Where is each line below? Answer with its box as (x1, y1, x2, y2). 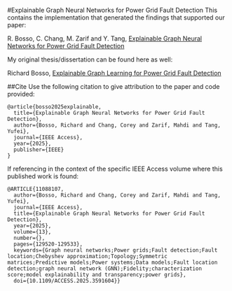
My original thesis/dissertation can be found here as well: (7, 55, 173, 64)
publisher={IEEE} (13, 146, 64, 153)
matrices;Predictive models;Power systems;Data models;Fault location (7, 259, 218, 266)
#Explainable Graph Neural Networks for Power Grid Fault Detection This (7, 6, 218, 14)
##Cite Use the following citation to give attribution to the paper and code (7, 83, 220, 90)
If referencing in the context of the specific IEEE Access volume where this (7, 164, 223, 173)
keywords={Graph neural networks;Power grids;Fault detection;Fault (13, 247, 218, 254)
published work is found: (7, 172, 79, 180)
